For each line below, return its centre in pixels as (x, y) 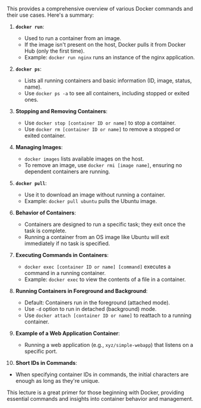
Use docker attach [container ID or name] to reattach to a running (108, 315)
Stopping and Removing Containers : (61, 111)
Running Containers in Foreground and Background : (82, 291)
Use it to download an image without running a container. (95, 195)
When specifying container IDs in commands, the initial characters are (102, 374)
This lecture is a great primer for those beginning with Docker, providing (95, 392)
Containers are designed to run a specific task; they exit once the (105, 224)
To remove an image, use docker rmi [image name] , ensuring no (103, 165)
